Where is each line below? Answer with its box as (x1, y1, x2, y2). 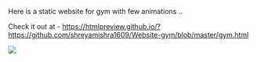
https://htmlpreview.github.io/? (62, 22, 161, 31)
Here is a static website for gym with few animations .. (8, 7, 183, 16)
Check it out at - (8, 22, 61, 31)
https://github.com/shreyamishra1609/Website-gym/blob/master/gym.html (8, 31, 249, 39)
